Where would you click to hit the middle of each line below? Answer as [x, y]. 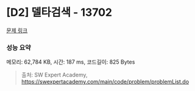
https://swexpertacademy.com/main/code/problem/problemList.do [105, 82]
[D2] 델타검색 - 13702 [59, 12]
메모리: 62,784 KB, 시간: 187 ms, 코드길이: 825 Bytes [71, 62]
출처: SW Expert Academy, [54, 75]
